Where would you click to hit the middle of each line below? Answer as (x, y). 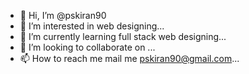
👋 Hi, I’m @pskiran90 (63, 15)
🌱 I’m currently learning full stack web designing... (123, 36)
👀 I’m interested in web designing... (92, 26)
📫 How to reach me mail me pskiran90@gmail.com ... (129, 58)
